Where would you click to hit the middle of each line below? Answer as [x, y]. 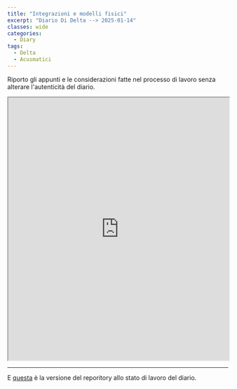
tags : [15, 46]
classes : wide [28, 27]
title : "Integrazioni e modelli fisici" [67, 14]
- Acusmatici [33, 60]
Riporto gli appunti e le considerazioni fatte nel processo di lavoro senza [111, 79]
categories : [25, 33]
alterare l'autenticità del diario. [51, 87]
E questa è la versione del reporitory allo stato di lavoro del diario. [102, 377]
